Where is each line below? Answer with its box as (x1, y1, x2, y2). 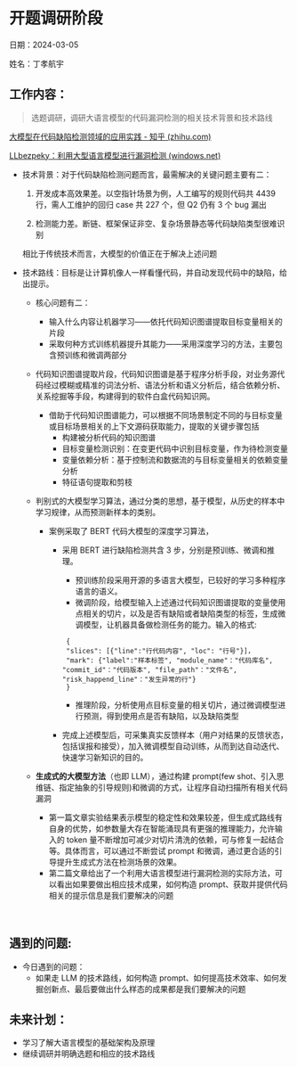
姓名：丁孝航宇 (9, 58, 64, 69)
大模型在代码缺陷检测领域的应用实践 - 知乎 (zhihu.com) (9, 131, 212, 142)
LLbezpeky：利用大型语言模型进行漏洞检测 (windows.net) (9, 150, 221, 160)
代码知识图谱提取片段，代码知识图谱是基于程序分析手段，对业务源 (35, 368, 277, 379)
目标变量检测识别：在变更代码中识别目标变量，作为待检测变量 (61, 443, 289, 454)
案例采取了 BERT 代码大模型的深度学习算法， (48, 525, 213, 536)
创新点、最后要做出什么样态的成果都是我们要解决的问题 (43, 983, 246, 994)
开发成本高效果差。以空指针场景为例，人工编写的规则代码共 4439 (35, 188, 276, 199)
